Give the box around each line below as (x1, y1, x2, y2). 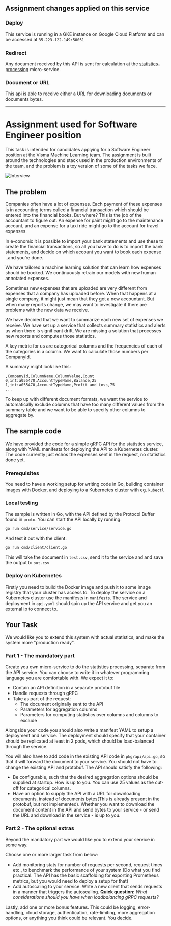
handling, (5, 910, 25, 916)
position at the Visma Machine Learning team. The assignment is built (5, 152, 152, 158)
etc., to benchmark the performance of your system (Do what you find (12, 867, 160, 873)
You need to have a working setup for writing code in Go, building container (5, 481, 164, 488)
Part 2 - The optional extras (5, 825, 75, 832)
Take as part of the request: (12, 695, 71, 702)
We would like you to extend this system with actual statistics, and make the (5, 634, 164, 640)
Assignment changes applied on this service (5, 4, 150, 13)
